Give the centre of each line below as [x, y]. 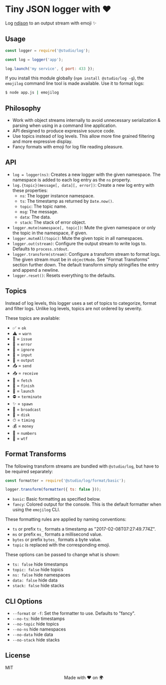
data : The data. [35, 217]
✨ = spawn [23, 404]
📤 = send [22, 365]
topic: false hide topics [38, 570]
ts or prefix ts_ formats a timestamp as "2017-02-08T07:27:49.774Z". [84, 529]
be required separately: [29, 471]
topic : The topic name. [43, 206]
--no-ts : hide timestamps [38, 619]
